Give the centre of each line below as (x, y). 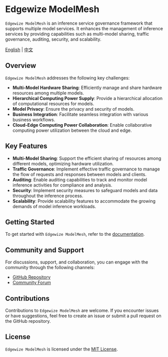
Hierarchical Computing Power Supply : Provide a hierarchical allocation (88, 98)
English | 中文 (19, 49)
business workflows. (34, 120)
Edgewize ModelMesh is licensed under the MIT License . (61, 349)
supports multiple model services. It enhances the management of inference (84, 28)
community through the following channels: (50, 267)
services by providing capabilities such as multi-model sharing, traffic (77, 34)
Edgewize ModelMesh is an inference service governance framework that (79, 23)
